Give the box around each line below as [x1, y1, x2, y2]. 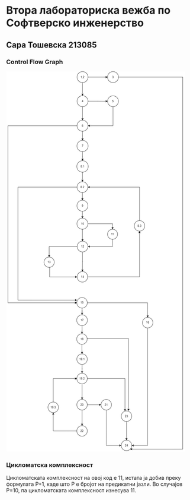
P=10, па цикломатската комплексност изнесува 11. [6, 487, 137, 494]
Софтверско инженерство [6, 16, 144, 30]
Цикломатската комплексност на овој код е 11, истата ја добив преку [6, 474, 181, 482]
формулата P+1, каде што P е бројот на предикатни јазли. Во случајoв [6, 480, 183, 488]
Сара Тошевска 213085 [6, 40, 97, 50]
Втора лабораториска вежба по [6, 4, 170, 17]
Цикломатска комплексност [6, 461, 94, 469]
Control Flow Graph [6, 58, 63, 66]
